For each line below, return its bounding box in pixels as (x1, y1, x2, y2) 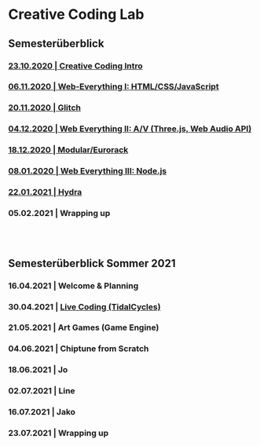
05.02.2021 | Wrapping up (8, 207, 111, 218)
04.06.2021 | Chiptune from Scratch (8, 343, 149, 354)
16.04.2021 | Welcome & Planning (8, 280, 139, 291)
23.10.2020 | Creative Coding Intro (8, 60, 143, 71)
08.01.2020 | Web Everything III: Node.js (8, 166, 167, 177)
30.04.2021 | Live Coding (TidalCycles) (8, 301, 161, 312)
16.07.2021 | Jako (8, 407, 76, 418)
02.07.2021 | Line (8, 386, 76, 397)
